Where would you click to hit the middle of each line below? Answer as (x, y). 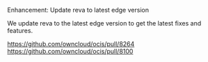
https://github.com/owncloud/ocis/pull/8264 (71, 44)
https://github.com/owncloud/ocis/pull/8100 (70, 51)
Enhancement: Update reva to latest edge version (78, 10)
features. (20, 31)
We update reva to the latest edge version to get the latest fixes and (104, 23)
